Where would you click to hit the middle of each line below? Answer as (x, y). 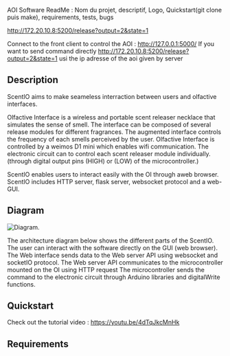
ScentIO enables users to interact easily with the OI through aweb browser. (113, 174)
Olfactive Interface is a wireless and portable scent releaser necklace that (111, 117)
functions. (21, 284)
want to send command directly (52, 51)
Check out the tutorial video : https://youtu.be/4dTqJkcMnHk (93, 322)
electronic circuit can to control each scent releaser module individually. (109, 153)
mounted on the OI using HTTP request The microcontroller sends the (106, 269)
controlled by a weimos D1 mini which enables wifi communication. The (108, 146)
